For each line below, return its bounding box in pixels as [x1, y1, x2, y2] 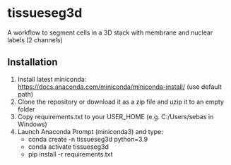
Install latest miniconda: [17, 75, 87, 83]
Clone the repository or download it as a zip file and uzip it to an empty [17, 97, 225, 106]
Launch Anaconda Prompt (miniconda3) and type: [17, 127, 164, 135]
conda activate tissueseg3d [28, 142, 109, 151]
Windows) [17, 120, 47, 128]
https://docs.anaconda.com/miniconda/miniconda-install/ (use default [17, 82, 223, 91]
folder [17, 104, 35, 114]
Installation [7, 56, 58, 68]
